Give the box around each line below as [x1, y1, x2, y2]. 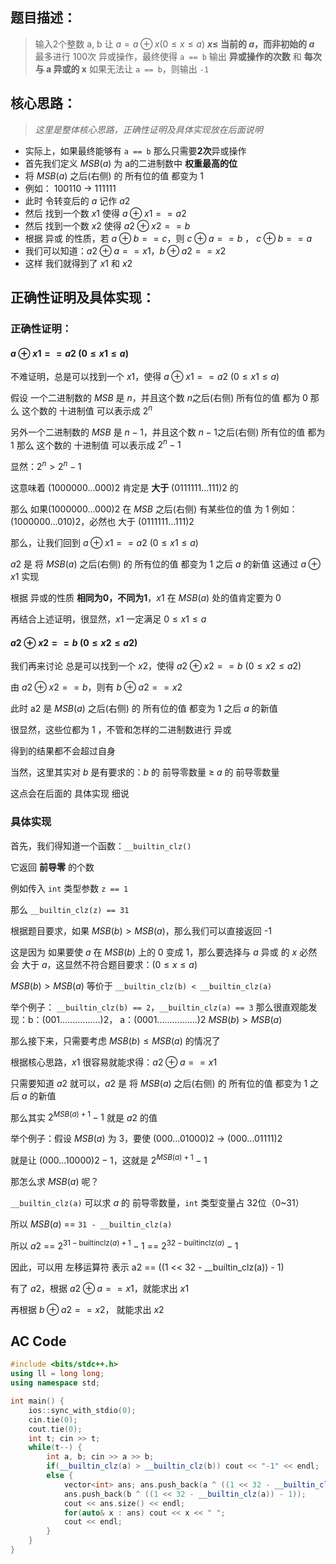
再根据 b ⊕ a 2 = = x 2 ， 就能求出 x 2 [10, 1303, 165, 1315]
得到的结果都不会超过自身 [10, 745, 116, 757]
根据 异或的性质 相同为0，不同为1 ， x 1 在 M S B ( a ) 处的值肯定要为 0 [10, 592, 282, 604]
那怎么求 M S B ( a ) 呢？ [10, 1175, 100, 1187]
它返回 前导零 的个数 [10, 861, 95, 873]
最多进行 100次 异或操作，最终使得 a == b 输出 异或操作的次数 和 [34, 50, 302, 62]
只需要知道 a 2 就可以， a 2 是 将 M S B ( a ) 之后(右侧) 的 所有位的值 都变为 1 [10, 1077, 308, 1089]
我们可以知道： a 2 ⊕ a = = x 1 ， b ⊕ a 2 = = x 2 [24, 244, 227, 257]
